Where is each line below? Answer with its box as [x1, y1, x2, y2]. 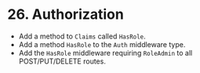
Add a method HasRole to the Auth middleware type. [18, 39, 186, 49]
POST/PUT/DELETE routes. [18, 57, 107, 66]
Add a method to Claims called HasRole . [18, 31, 146, 41]
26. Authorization [7, 5, 125, 24]
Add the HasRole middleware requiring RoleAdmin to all [18, 48, 193, 57]
